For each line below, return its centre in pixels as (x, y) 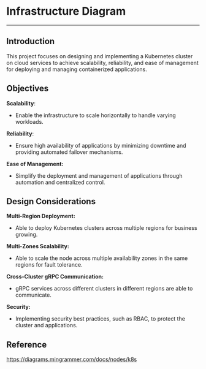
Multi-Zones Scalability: (38, 246)
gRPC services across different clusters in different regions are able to (104, 289)
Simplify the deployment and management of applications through (99, 175)
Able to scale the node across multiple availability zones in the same (101, 258)
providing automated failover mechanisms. (69, 152)
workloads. (29, 121)
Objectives (28, 89)
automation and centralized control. (60, 182)
